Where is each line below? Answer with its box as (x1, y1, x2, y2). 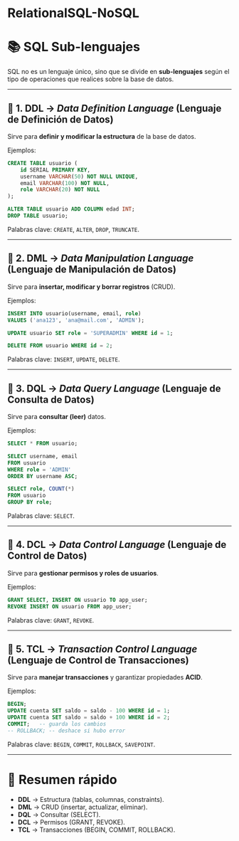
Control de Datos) (7, 550, 87, 562)
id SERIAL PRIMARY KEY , (20, 166, 91, 174)
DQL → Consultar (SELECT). (17, 810, 101, 819)
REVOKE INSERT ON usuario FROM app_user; (7, 603, 132, 610)
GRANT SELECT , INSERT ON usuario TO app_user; (7, 596, 148, 603)
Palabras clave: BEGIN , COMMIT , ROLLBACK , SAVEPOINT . (7, 740, 156, 749)
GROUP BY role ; (7, 499, 53, 506)
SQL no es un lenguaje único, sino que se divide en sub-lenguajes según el (7, 68, 230, 76)
